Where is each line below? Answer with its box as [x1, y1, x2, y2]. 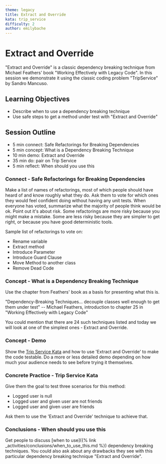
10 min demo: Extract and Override [12, 152, 85, 158]
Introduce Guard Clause [12, 254, 62, 260]
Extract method [12, 243, 45, 249]
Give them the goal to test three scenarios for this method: [5, 383, 126, 389]
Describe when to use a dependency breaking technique [12, 108, 130, 114]
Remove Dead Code [12, 265, 54, 271]
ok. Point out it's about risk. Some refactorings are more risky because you [5, 208, 160, 214]
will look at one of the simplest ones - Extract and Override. [5, 325, 128, 331]
